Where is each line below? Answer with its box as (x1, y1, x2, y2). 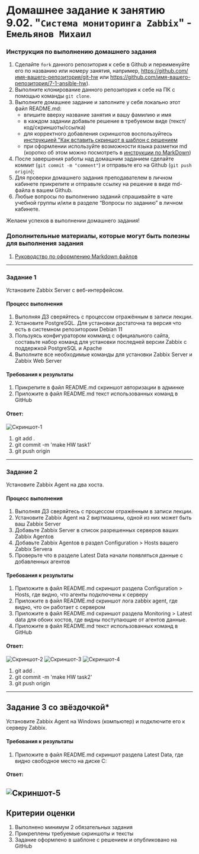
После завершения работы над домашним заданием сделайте (14, 155, 174, 163)
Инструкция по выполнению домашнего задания (6, 48, 157, 56)
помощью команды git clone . (14, 92, 91, 99)
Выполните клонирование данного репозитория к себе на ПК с (14, 86, 175, 94)
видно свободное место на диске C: (14, 757, 107, 764)
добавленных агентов (14, 558, 70, 565)
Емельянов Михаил (6, 29, 92, 40)
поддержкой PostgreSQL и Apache (14, 344, 102, 352)
